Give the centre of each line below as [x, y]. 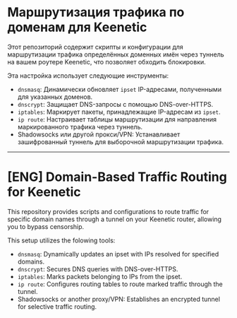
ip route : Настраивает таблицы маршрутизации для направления [117, 119]
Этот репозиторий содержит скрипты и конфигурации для [95, 47]
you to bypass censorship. [46, 226]
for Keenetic [44, 192]
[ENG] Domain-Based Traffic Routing [117, 177]
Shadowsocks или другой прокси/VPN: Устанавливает [99, 134]
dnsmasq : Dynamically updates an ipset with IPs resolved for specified [118, 254]
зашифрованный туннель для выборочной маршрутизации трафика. [121, 141]
